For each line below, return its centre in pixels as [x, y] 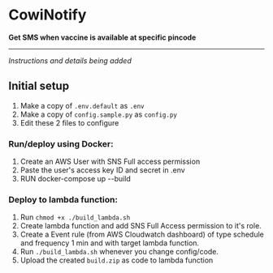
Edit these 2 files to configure [69, 122]
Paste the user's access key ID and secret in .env [102, 170]
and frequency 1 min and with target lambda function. [110, 243]
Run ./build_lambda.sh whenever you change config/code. [119, 252]
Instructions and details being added [70, 60]
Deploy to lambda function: [63, 199]
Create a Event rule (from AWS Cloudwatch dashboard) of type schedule [142, 235]
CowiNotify [48, 15]
